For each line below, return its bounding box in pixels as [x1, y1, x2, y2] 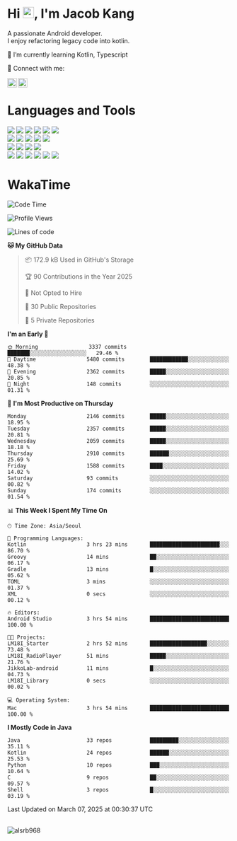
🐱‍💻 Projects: [7, 634, 46, 641]
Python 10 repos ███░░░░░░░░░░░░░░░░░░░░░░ [7, 761, 230, 769]
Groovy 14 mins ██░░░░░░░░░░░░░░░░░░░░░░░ [7, 553, 230, 560]
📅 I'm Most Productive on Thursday [7, 399, 114, 407]
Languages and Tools [7, 103, 136, 119]
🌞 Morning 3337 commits [7, 343, 127, 350]
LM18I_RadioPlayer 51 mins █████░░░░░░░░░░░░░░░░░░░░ [7, 652, 230, 659]
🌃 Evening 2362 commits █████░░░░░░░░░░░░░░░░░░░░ [7, 368, 230, 375]
